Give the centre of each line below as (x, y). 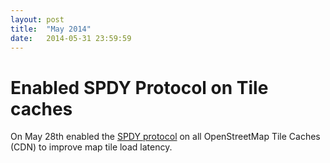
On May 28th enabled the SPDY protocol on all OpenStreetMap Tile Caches (165, 137)
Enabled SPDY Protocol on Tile (139, 87)
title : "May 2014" (51, 29)
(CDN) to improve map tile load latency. (91, 147)
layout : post (37, 19)
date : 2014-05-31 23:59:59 (71, 38)
